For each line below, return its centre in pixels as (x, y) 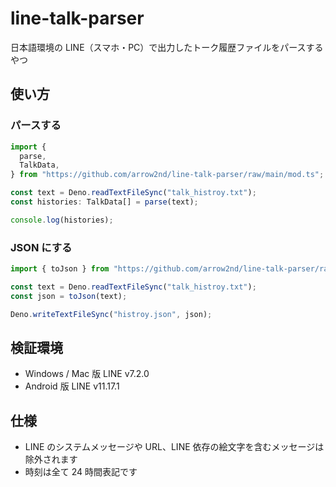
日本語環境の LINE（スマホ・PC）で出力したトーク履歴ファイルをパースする (167, 47)
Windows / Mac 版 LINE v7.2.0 (87, 374)
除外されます (51, 459)
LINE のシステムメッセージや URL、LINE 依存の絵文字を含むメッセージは (174, 447)
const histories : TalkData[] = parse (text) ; (104, 202)
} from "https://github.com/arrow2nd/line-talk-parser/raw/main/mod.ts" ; (167, 175)
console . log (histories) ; (62, 220)
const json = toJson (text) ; (69, 296)
